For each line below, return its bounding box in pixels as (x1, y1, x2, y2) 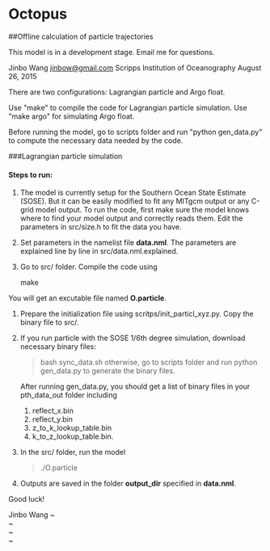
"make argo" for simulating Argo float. (8, 111, 135, 121)
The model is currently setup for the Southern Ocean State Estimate (19, 187, 247, 198)
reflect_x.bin (32, 406, 74, 416)
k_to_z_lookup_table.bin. (32, 431, 114, 441)
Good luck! (8, 494, 45, 504)
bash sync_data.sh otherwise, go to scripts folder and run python (40, 357, 258, 368)
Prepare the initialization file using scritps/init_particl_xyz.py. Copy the (19, 309, 254, 319)
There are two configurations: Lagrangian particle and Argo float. (8, 86, 226, 97)
